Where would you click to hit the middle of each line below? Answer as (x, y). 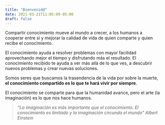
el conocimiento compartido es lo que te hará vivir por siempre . (71, 83)
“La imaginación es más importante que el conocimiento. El (78, 108)
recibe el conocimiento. (29, 43)
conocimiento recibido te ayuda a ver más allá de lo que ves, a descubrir (79, 63)
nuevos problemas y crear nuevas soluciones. (52, 68)
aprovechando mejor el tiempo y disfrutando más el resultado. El (71, 58)
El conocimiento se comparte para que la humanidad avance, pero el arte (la (82, 93)
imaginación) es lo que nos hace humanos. (49, 98)
